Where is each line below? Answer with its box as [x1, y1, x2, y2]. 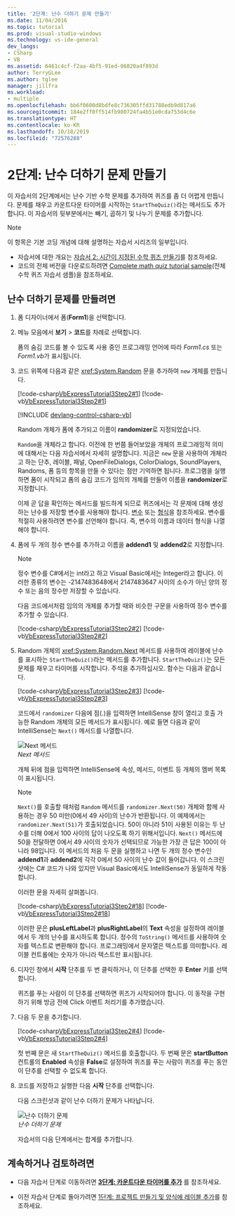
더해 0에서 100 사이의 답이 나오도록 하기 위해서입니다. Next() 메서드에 [30, 829, 223, 837]
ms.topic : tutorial [7, 23, 65, 30]
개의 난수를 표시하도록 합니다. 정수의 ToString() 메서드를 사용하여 [38, 933, 220, 941]
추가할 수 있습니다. [17, 610, 69, 619]
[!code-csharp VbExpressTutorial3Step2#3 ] [17, 687, 142, 695]
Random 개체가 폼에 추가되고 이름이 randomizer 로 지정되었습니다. [17, 425, 201, 433]
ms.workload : [7, 89, 46, 96]
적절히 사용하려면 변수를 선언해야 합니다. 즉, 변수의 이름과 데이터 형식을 [17, 517, 213, 525]
